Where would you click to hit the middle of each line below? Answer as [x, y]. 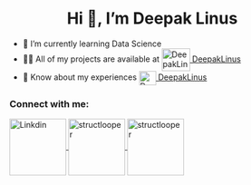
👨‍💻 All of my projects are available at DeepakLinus [132, 59]
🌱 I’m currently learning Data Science [92, 44]
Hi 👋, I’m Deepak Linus [152, 19]
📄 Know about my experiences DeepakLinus [115, 77]
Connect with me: [49, 103]
